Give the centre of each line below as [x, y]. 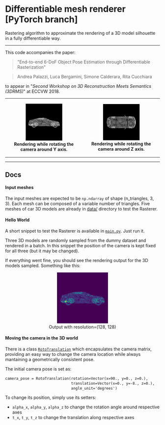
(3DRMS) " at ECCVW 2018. [33, 91]
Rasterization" [31, 67]
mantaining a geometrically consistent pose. [50, 359]
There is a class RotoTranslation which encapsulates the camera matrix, [79, 349]
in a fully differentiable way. [33, 38]
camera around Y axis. [44, 149]
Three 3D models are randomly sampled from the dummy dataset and [76, 240]
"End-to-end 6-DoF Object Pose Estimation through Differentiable [84, 62]
